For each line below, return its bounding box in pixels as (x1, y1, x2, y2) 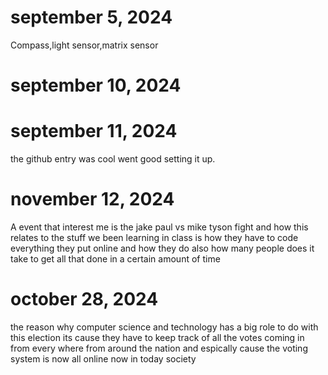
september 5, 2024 (10, 6, 173, 29)
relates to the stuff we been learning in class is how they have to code (10, 232, 299, 243)
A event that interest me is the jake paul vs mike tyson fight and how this (10, 221, 309, 233)
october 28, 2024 (10, 288, 159, 311)
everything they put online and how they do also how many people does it (10, 242, 315, 254)
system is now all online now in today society (10, 352, 197, 365)
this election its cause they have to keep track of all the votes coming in (10, 331, 305, 343)
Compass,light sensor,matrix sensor (10, 39, 159, 51)
